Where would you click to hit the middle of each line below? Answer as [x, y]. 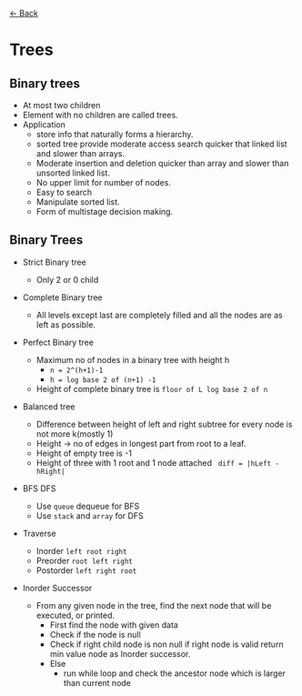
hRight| [50, 471]
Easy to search [64, 192]
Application [44, 125]
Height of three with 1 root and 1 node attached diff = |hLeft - [158, 462]
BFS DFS [39, 488]
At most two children [61, 105]
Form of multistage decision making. [105, 212]
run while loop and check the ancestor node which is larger [175, 673]
